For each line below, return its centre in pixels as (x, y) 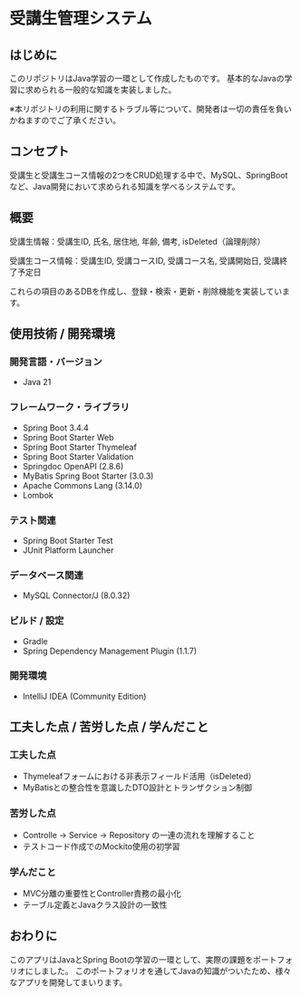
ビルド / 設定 (37, 621)
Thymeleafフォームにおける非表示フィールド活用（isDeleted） (139, 777)
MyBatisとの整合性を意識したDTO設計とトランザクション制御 (137, 788)
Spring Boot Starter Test (68, 540)
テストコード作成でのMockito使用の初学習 (101, 846)
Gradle (35, 641)
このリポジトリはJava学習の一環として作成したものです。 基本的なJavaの (147, 78)
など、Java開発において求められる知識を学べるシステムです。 (125, 186)
